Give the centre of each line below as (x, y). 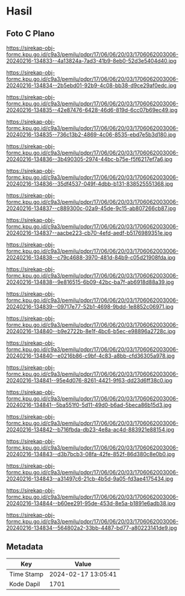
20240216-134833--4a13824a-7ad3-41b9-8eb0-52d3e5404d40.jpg (91, 61)
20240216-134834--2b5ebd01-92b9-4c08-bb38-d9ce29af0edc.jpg (91, 85)
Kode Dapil (25, 584)
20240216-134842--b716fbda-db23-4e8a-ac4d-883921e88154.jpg (90, 430)
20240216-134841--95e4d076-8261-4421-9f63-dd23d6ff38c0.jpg (89, 380)
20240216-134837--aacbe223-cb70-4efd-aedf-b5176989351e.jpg (89, 233)
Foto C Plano (30, 34)
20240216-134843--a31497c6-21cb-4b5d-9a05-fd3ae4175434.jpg (90, 479)
